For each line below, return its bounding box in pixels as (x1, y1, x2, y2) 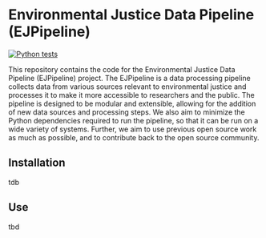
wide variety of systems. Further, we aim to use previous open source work (8, 124, 257, 134)
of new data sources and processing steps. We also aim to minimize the (8, 107, 246, 117)
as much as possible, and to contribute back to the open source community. (8, 132, 260, 142)
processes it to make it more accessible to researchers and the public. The (8, 90, 255, 99)
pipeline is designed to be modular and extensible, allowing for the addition (8, 99, 256, 108)
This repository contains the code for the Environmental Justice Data (8, 64, 236, 74)
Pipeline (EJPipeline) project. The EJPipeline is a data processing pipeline (8, 73, 251, 83)
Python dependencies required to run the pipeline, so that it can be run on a (8, 115, 259, 125)
